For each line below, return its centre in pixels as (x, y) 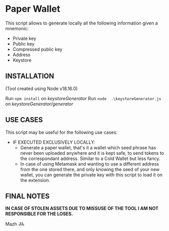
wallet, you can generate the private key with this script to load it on (91, 175)
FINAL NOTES (27, 196)
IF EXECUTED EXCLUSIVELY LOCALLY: (54, 142)
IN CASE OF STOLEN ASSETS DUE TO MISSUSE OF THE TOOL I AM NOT (82, 209)
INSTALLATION (30, 76)
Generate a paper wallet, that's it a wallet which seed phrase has (88, 147)
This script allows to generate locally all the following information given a (82, 23)
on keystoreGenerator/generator (39, 104)
